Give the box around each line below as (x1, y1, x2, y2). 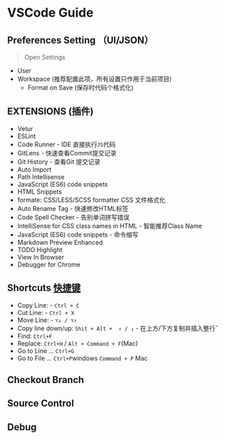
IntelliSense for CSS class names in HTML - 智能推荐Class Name (17, 221, 203, 230)
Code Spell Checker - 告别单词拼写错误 (17, 213, 130, 221)
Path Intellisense (17, 172, 65, 181)
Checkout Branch (7, 374, 85, 386)
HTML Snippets (17, 187, 62, 196)
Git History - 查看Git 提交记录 (17, 158, 101, 166)
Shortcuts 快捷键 (7, 282, 81, 294)
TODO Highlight (17, 245, 62, 254)
